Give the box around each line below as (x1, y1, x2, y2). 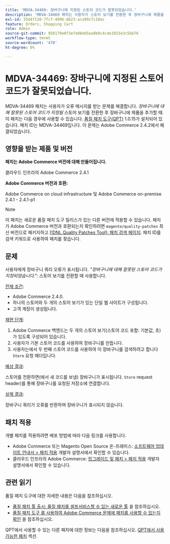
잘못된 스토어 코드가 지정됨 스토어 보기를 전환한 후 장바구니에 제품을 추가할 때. (10, 109, 164, 115)
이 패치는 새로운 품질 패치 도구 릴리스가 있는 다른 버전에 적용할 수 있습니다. (5, 217, 152, 223)
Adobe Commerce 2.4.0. (12, 293, 64, 300)
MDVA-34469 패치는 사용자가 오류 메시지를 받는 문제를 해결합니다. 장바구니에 (5, 103, 159, 109)
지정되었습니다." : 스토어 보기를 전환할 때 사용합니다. (5, 273, 107, 279)
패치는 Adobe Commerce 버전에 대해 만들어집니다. (5, 159, 107, 165)
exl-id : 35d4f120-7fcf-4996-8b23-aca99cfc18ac (5, 17, 105, 22)
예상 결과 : (5, 363, 24, 369)
